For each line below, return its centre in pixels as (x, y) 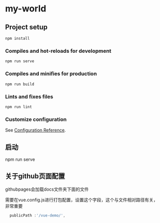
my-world (26, 9)
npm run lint (19, 107)
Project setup (27, 27)
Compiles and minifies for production (51, 74)
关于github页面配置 (35, 176)
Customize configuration (36, 119)
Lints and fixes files (29, 97)
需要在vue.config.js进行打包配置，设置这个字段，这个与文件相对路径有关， (81, 200)
